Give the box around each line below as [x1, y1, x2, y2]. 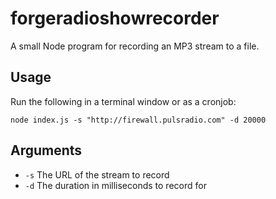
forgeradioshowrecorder [10, 7, 220, 30]
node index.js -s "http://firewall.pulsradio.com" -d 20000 [10, 115, 267, 125]
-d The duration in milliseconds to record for [24, 179, 207, 191]
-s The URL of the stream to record [24, 168, 170, 181]
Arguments [10, 142, 83, 159]
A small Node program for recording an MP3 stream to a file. [10, 40, 260, 52]
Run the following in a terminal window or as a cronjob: [10, 95, 237, 107]
